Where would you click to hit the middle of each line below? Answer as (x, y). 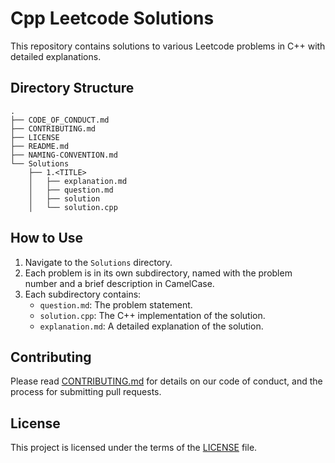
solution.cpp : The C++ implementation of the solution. (152, 315)
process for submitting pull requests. (86, 392)
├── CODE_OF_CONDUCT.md (60, 120)
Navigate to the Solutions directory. (98, 262)
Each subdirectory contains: (83, 294)
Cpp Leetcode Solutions (112, 18)
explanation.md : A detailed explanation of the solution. (151, 326)
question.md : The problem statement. (116, 304)
